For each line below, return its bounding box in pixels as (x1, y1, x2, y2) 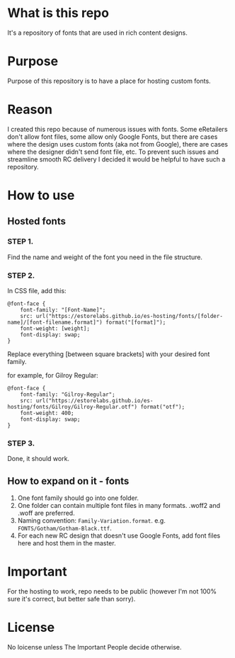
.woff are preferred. (17, 509, 76, 518)
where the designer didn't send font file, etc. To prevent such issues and (7, 147, 219, 156)
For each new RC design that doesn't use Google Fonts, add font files (17, 531, 221, 540)
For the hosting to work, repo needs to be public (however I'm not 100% (7, 587, 217, 596)
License (7, 620, 55, 635)
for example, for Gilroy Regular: (7, 370, 99, 380)
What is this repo (7, 5, 110, 21)
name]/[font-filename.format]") (7, 319, 103, 326)
